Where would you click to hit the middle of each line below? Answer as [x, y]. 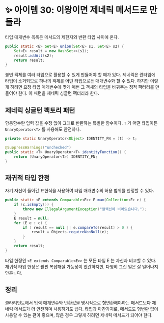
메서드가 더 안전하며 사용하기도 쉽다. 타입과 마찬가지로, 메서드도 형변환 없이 [86, 309]
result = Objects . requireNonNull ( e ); [70, 232]
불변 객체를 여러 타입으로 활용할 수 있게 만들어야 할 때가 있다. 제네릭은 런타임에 [80, 75]
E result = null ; [32, 218]
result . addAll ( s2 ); [34, 55]
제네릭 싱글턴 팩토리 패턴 [40, 110]
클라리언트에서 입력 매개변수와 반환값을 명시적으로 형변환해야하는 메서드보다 [78, 303]
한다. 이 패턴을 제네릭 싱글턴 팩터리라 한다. [59, 93]
